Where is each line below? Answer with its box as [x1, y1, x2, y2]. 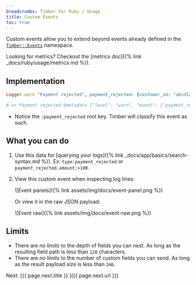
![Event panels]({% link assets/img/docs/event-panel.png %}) [14, 187, 163, 194]
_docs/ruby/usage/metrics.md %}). [6, 59, 90, 66]
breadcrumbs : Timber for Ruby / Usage [6, 8, 100, 15]
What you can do [6, 136, 69, 146]
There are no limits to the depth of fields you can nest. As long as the [14, 242, 181, 249]
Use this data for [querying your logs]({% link [14, 152, 124, 159]
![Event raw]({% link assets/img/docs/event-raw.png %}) [14, 209, 152, 217]
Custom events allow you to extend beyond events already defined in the [6, 36, 181, 43]
